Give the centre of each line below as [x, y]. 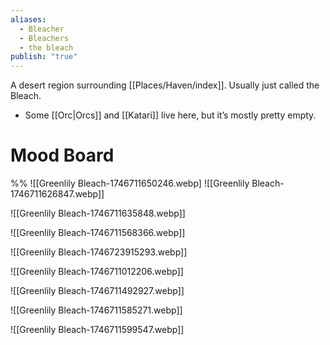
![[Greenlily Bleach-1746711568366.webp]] [98, 233]
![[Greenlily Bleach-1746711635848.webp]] [98, 213]
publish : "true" [44, 57]
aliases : [28, 19]
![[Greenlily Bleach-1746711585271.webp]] [96, 310]
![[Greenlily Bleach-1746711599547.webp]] [97, 330]
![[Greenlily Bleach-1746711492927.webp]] [97, 291]
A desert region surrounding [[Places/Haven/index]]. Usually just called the [165, 85]
